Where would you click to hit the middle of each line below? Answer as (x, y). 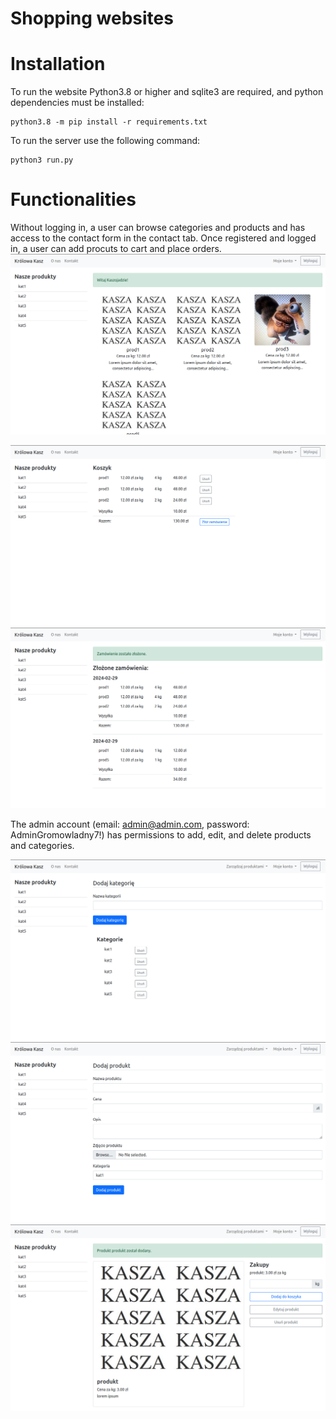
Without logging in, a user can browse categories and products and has (158, 228)
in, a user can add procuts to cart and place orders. (116, 249)
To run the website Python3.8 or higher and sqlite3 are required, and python (167, 92)
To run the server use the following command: (105, 141)
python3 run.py (42, 160)
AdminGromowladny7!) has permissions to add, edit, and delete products (161, 834)
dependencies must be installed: (77, 103)
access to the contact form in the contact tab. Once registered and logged (163, 238)
